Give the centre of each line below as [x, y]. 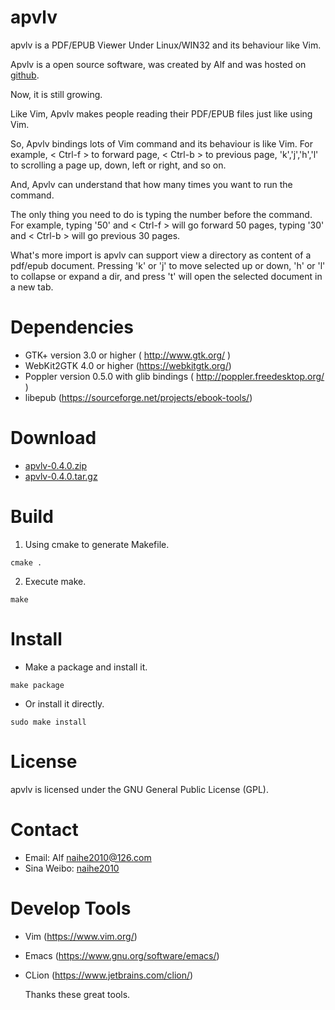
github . [25, 75]
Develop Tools [71, 908]
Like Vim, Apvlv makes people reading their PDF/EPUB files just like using [161, 113]
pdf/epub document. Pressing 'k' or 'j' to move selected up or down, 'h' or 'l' [168, 265]
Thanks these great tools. [77, 994]
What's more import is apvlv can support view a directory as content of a [161, 255]
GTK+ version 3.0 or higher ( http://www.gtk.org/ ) [128, 355]
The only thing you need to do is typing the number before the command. [161, 214]
